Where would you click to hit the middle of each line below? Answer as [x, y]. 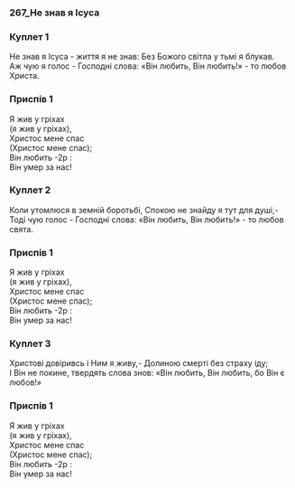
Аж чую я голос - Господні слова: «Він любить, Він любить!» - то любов [148, 66]
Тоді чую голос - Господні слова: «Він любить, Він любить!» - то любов [147, 220]
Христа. [24, 76]
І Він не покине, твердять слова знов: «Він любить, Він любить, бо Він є [147, 373]
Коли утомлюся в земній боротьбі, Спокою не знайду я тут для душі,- [144, 210]
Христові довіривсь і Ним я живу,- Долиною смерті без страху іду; [139, 363]
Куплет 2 [30, 190]
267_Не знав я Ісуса [55, 13]
